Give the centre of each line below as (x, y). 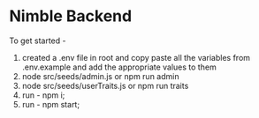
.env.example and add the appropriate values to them (119, 67)
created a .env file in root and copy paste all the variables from (136, 57)
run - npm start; (51, 104)
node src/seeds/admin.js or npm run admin (100, 76)
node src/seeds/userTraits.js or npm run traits (105, 85)
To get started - (38, 41)
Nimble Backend (71, 16)
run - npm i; (43, 95)
